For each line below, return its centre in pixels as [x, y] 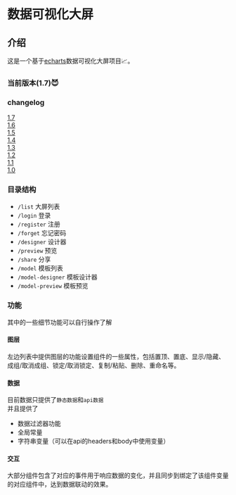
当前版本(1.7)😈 [33, 83]
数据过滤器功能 [39, 424]
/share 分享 [34, 259]
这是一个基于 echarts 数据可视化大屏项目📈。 [71, 61]
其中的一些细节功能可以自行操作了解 [60, 322]
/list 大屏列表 [39, 206]
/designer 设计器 [42, 242]
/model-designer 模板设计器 [58, 277]
